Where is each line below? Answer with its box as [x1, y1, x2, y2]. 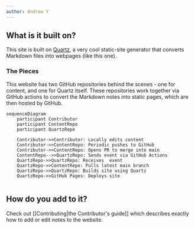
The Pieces [6, 67, 40, 76]
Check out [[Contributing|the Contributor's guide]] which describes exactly [6, 210, 189, 217]
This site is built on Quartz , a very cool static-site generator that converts [6, 46, 184, 53]
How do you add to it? [6, 194, 87, 204]
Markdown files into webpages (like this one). [6, 53, 117, 60]
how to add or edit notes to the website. [6, 216, 103, 223]
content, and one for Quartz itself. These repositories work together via [6, 87, 180, 94]
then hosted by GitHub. [6, 99, 63, 106]
